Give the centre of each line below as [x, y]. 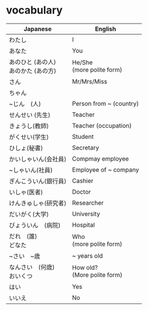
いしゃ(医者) [26, 192]
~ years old [88, 255]
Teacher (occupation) [102, 125]
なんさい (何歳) [32, 267]
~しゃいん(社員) [31, 170]
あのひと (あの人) [33, 62]
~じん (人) [25, 104]
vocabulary [35, 10]
